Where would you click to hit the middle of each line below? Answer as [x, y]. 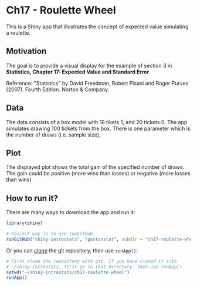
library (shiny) [25, 223]
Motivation [26, 51]
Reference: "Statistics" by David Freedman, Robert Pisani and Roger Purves [97, 83]
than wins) [19, 179]
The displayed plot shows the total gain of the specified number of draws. [95, 167]
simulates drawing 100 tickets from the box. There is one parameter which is [98, 128]
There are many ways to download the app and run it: [71, 212]
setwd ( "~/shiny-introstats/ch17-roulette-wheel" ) [68, 272]
